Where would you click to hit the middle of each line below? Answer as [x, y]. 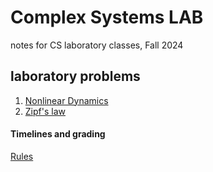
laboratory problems [75, 76]
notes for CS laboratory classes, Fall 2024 [97, 45]
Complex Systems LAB [107, 17]
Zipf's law [45, 111]
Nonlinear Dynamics [66, 100]
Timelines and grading [58, 134]
